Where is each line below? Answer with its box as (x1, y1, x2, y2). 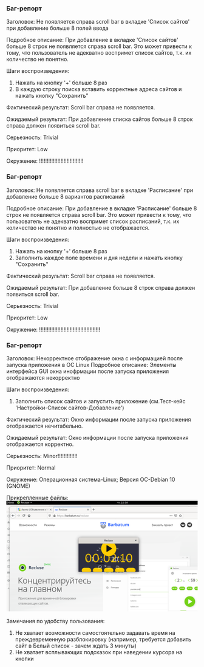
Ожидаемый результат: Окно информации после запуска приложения (6, 434, 189, 441)
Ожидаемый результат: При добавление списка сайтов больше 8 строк (6, 115, 193, 123)
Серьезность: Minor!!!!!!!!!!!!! (6, 452, 78, 459)
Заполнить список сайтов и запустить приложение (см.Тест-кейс (15, 397, 186, 405)
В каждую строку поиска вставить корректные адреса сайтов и (15, 86, 182, 93)
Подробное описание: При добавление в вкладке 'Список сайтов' (6, 36, 178, 44)
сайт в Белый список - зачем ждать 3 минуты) (15, 642, 137, 649)
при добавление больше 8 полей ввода (6, 24, 109, 32)
